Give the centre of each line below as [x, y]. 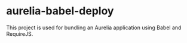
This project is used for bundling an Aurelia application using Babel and [94, 27]
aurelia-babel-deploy [60, 11]
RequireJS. [20, 33]
